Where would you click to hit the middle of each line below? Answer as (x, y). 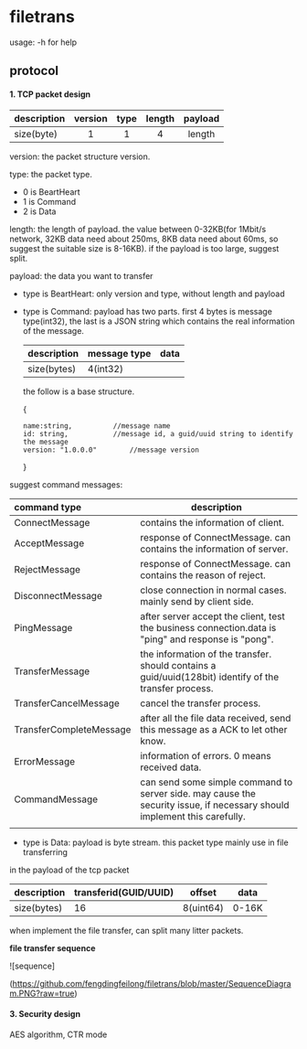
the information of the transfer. (206, 654)
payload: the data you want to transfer (81, 275)
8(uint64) (203, 907)
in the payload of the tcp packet (69, 870)
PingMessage (43, 627)
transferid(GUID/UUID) (124, 892)
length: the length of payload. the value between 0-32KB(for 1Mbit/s (138, 229)
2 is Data (39, 211)
